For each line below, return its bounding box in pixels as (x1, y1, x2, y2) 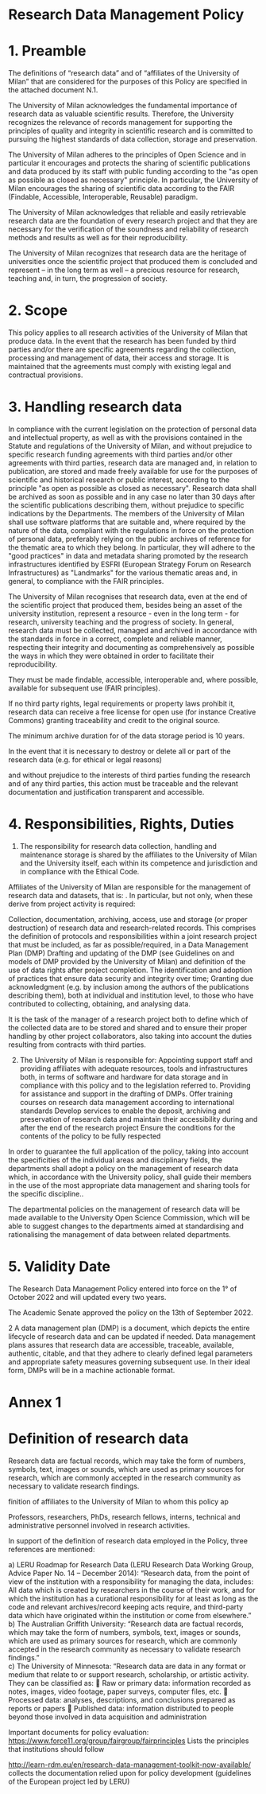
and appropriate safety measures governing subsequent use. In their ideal (8, 1356, 251, 1366)
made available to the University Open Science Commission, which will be (8, 1212, 250, 1222)
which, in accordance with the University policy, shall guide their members (8, 1172, 252, 1181)
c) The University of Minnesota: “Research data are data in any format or (8, 1661, 246, 1671)
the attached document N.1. (8, 85, 98, 95)
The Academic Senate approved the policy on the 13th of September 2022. (8, 1307, 254, 1317)
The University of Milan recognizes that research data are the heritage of (8, 248, 247, 258)
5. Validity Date (8, 1258, 111, 1276)
